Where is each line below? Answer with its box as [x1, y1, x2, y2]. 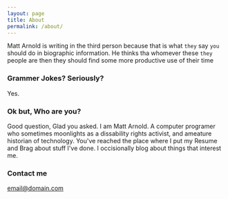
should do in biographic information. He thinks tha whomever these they [7, 49, 213, 57]
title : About [7, 17, 45, 23]
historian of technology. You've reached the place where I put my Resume [7, 136, 218, 145]
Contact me [7, 168, 48, 178]
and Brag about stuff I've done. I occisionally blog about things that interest [7, 144, 222, 152]
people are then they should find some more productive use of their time [7, 56, 214, 65]
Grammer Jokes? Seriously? [7, 74, 104, 83]
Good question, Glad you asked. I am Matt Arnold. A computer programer [7, 122, 216, 130]
